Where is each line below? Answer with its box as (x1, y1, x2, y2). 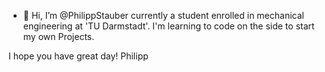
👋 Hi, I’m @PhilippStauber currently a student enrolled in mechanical (22, 10, 305, 21)
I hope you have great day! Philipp (8, 50, 149, 62)
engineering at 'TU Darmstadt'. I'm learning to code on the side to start (22, 20, 315, 32)
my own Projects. (22, 31, 95, 42)
